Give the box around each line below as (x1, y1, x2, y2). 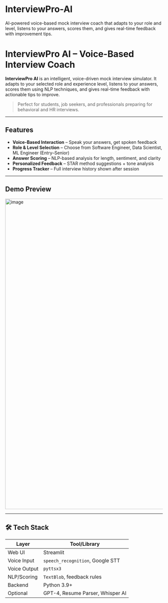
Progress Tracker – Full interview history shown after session (12, 165, 139, 171)
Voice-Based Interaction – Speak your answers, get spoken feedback (12, 139, 157, 145)
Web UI (7, 549, 25, 556)
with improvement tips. (5, 31, 52, 37)
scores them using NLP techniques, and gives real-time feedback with (5, 86, 150, 92)
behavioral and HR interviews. (17, 106, 79, 112)
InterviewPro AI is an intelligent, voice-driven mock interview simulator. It (5, 75, 156, 81)
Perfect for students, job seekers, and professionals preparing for (17, 101, 152, 107)
